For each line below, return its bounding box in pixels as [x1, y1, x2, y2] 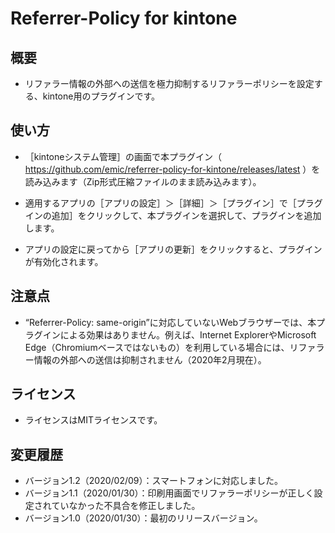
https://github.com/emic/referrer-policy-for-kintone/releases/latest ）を [24, 163, 321, 175]
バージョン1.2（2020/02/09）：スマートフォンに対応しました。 [24, 475, 284, 487]
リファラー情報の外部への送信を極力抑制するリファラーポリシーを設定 [24, 78, 315, 89]
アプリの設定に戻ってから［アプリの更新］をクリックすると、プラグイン [24, 243, 323, 255]
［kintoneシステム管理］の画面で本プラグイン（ [24, 150, 222, 162]
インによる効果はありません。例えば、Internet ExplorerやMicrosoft [42, 328, 317, 341]
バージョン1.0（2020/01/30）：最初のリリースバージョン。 [24, 512, 263, 524]
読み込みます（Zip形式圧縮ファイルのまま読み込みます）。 [24, 175, 262, 187]
